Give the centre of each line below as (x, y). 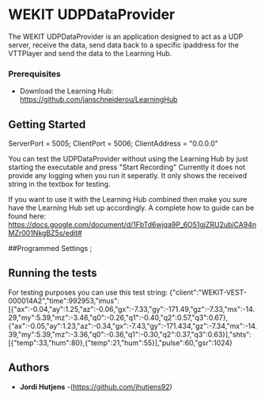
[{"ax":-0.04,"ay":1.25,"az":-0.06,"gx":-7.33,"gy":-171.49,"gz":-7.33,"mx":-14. (132, 309)
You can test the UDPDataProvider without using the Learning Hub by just (128, 159)
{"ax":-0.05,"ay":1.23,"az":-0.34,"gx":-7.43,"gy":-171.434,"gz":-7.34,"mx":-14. (133, 325)
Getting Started (47, 124)
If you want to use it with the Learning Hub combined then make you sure (128, 199)
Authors (29, 368)
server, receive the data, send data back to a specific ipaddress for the (123, 44)
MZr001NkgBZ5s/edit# (45, 233)
